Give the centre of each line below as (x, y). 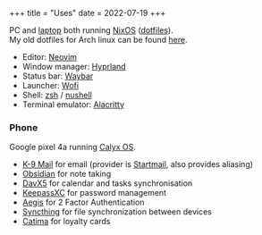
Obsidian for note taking (67, 174)
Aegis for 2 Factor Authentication (83, 202)
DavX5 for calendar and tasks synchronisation (107, 183)
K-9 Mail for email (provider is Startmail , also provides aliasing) (137, 164)
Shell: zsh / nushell (57, 95)
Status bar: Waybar (58, 76)
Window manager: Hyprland (74, 67)
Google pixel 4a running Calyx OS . (72, 147)
